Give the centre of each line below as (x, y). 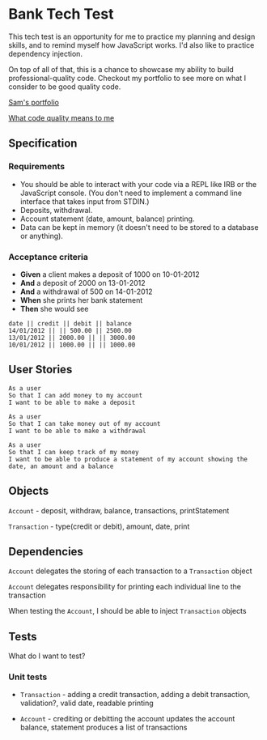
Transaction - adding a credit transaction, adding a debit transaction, (135, 695)
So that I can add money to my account (76, 395)
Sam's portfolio (34, 102)
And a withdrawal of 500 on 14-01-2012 (86, 291)
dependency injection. (46, 53)
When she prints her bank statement (81, 300)
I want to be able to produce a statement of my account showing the (128, 459)
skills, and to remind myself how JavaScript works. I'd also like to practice (131, 45)
